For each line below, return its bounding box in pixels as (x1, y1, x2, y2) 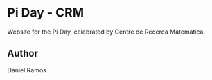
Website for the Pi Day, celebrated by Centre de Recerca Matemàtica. (7, 28, 206, 36)
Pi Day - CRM (7, 5, 85, 21)
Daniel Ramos (7, 66, 46, 74)
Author (7, 48, 38, 59)
